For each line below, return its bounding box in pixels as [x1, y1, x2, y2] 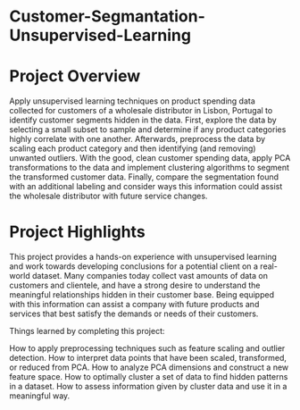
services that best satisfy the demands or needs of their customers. [9, 308, 259, 319]
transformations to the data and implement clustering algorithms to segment [9, 163, 290, 173]
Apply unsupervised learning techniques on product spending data [9, 96, 256, 106]
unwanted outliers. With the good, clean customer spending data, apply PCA [9, 153, 291, 163]
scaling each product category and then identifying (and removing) [9, 143, 256, 154]
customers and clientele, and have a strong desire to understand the [9, 280, 261, 291]
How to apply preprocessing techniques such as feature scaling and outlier [9, 343, 286, 354]
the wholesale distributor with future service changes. [9, 190, 208, 202]
